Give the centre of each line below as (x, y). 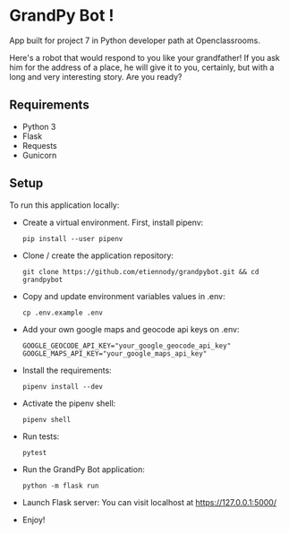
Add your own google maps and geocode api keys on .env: (131, 329)
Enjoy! (34, 520)
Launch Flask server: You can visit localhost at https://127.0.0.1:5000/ (149, 502)
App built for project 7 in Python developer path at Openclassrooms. (135, 40)
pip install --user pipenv (72, 238)
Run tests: (41, 436)
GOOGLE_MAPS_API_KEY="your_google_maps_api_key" (115, 353)
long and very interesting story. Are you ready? (96, 76)
